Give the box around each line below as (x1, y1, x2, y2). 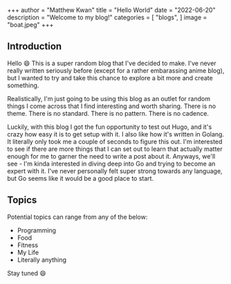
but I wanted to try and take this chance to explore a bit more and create (7, 73, 213, 82)
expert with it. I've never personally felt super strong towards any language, (7, 166, 223, 175)
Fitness (17, 240, 39, 249)
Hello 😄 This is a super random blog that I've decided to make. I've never (7, 59, 216, 67)
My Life (17, 248, 39, 256)
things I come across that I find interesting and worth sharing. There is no (7, 102, 216, 110)
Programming (17, 226, 57, 234)
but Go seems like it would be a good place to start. (7, 174, 154, 182)
